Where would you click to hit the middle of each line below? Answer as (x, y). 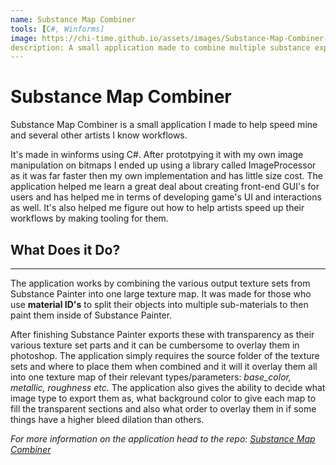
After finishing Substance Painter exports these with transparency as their (162, 334)
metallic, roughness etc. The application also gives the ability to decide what (168, 387)
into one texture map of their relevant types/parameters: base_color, (151, 377)
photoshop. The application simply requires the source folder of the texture (165, 355)
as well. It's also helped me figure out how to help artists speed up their (157, 208)
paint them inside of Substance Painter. (91, 315)
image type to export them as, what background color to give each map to (163, 398)
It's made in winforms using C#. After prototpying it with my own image (157, 155)
